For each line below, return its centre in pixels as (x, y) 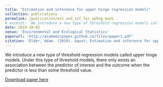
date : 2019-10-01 (23, 28)
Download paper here (27, 79)
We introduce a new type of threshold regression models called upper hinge (81, 55)
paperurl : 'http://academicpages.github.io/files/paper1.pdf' (69, 37)
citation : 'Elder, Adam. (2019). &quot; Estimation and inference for (78, 41)
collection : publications (31, 14)
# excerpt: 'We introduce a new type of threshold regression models (77, 23)
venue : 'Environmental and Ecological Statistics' (57, 32)
